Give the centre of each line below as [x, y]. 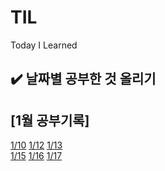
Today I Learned [44, 45]
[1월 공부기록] [50, 120]
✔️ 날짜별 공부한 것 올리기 [83, 79]
